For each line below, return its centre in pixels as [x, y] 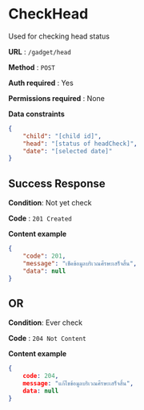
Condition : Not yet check [50, 203]
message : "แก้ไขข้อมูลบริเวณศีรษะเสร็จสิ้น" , [78, 384]
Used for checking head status [59, 36]
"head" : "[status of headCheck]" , [80, 144]
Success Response [57, 183]
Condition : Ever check [45, 323]
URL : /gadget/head [40, 51]
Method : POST [32, 67]
